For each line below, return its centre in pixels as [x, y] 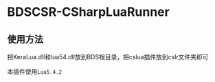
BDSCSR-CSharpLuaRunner [88, 12]
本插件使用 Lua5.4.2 [35, 72]
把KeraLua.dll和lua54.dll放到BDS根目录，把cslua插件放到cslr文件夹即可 [108, 57]
